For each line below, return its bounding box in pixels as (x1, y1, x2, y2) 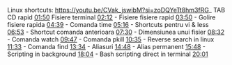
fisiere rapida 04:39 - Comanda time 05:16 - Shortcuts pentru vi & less (7, 21, 209, 28)
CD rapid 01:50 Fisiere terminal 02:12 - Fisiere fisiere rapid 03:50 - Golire (7, 13, 216, 21)
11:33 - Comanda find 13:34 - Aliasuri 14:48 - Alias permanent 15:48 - (7, 43, 206, 50)
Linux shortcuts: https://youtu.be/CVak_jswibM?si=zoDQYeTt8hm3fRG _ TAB (7, 6, 225, 14)
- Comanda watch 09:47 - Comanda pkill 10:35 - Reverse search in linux (7, 35, 215, 44)
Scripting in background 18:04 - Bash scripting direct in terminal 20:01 (7, 50, 208, 58)
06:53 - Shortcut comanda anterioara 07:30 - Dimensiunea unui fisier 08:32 (7, 28, 225, 36)
